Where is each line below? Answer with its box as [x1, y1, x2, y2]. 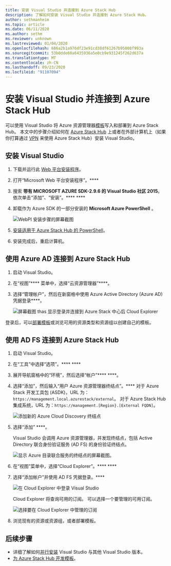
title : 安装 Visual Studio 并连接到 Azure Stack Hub [5, 7, 116, 13]
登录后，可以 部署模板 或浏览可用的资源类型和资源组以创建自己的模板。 [5, 319, 154, 325]
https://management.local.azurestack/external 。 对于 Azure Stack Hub [12, 396, 166, 402]
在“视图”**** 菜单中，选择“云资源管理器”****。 [12, 280, 112, 286]
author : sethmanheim [5, 17, 50, 22]
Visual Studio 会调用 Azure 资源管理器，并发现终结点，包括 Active [12, 435, 153, 441]
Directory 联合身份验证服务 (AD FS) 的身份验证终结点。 [12, 441, 129, 447]
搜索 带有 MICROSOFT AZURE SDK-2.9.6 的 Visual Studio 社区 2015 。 [12, 188, 163, 194]
